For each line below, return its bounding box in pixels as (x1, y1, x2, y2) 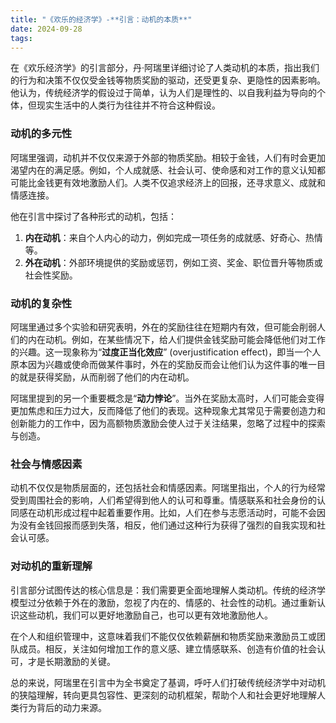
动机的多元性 (10, 127, 73, 141)
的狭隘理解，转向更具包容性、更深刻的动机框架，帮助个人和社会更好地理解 (10, 689, 317, 701)
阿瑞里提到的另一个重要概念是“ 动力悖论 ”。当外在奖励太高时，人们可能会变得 (10, 392, 325, 404)
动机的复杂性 (10, 296, 73, 310)
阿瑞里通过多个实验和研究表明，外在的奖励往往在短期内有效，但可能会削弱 (10, 321, 317, 333)
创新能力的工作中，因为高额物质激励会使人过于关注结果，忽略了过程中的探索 (10, 417, 326, 429)
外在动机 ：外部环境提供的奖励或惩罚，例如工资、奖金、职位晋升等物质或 (24, 256, 323, 268)
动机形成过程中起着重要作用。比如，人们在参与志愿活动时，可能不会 (36, 507, 317, 519)
